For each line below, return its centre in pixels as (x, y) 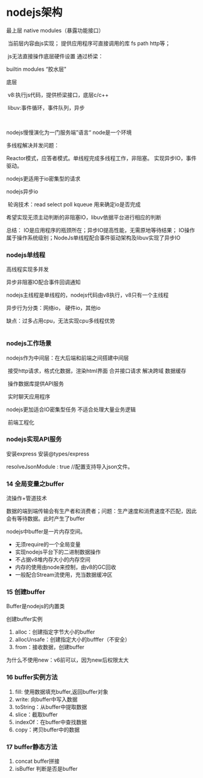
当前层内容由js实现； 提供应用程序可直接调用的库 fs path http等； (89, 43)
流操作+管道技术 (27, 498)
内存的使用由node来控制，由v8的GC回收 (66, 567)
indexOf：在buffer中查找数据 (51, 722)
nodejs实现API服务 (34, 439)
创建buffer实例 (24, 619)
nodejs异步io (22, 191)
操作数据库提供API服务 (36, 383)
